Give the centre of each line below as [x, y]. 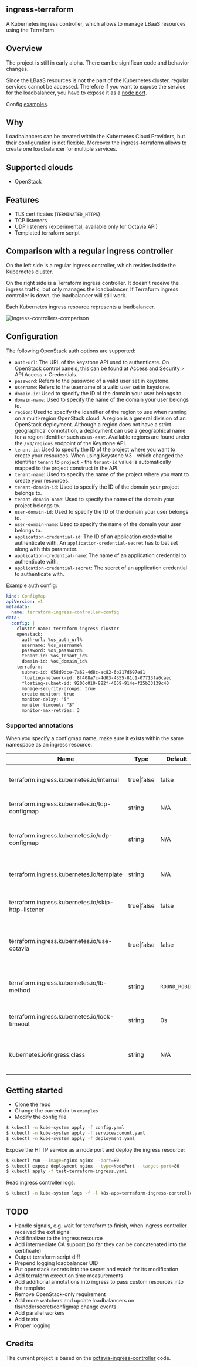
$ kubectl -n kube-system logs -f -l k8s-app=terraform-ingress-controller [101, 1193]
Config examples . [27, 104]
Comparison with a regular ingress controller [90, 251]
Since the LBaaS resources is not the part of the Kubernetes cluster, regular [97, 80]
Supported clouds [40, 167]
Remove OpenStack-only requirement [60, 1294]
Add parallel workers [40, 1312]
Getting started [35, 1090]
